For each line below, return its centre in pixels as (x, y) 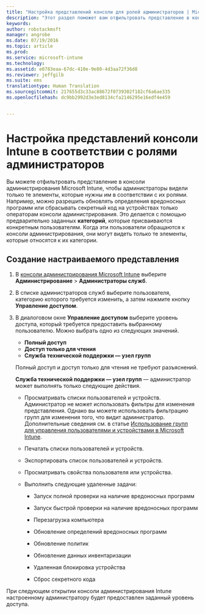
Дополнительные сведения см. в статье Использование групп (106, 423)
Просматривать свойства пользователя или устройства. (98, 472)
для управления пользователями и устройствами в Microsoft (104, 430)
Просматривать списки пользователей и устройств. (92, 397)
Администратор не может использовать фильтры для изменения (110, 404)
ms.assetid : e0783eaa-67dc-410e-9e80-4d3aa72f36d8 (72, 69)
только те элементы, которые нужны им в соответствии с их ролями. (97, 194)
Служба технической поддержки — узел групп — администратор (103, 379)
